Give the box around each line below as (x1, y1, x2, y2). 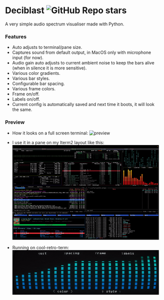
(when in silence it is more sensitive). (12, 65, 87, 71)
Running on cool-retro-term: (12, 244, 69, 250)
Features (5, 33, 27, 40)
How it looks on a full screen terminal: (12, 130, 88, 136)
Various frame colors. (12, 86, 56, 92)
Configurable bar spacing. (12, 81, 65, 86)
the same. (12, 107, 33, 112)
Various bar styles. (12, 76, 50, 82)
